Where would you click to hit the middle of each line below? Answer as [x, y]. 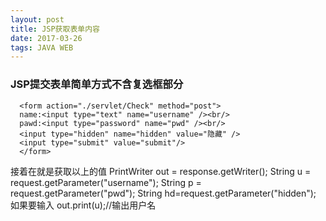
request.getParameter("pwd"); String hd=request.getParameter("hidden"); [163, 193]
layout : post [37, 19]
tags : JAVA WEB [42, 47]
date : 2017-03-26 [46, 38]
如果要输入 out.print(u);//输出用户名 [83, 205]
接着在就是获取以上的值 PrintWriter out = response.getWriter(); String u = [161, 171]
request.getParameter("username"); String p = [106, 182]
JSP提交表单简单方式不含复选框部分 [97, 84]
